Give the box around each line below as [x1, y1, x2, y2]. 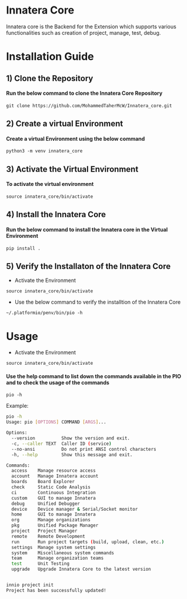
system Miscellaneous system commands [11, 550, 115, 556]
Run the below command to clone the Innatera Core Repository [6, 89, 163, 97]
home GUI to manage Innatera [11, 511, 96, 518]
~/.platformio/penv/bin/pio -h [6, 310, 83, 316]
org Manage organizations [11, 517, 91, 523]
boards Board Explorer [11, 479, 75, 485]
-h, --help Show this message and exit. [11, 451, 133, 458]
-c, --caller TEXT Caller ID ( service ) [11, 441, 112, 447]
